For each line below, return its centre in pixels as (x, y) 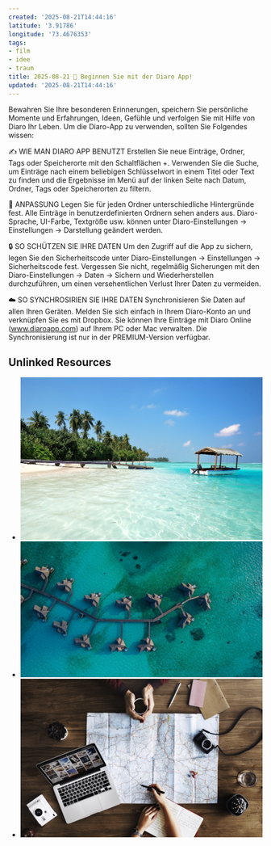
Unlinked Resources (60, 362)
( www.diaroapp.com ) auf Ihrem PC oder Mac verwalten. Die (108, 328)
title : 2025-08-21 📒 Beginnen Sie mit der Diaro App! (101, 77)
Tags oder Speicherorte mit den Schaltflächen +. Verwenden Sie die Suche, (134, 162)
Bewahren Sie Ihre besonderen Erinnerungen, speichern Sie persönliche (128, 109)
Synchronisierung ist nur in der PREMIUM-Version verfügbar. (109, 337)
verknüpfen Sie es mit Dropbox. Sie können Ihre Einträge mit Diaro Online (130, 320)
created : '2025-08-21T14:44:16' (63, 17)
